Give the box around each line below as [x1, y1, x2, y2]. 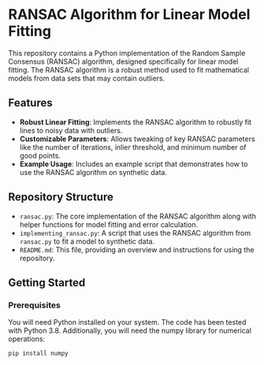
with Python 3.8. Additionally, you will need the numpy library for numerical [8, 326, 252, 336]
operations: [8, 334, 46, 344]
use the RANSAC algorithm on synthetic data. [19, 167, 168, 177]
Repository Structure [8, 191, 114, 204]
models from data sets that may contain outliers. [8, 73, 165, 83]
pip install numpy [8, 349, 69, 358]
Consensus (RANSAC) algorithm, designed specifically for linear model [8, 57, 239, 66]
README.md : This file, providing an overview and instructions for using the [19, 244, 255, 254]
